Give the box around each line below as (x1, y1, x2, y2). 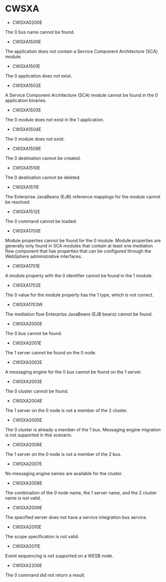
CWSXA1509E (12, 145, 41, 152)
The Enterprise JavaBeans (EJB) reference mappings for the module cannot (5, 193, 161, 199)
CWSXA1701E (12, 263, 40, 269)
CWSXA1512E (12, 208, 41, 214)
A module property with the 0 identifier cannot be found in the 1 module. (5, 272, 153, 278)
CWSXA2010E (12, 524, 42, 530)
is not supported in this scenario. (5, 432, 73, 438)
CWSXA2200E (12, 562, 43, 568)
